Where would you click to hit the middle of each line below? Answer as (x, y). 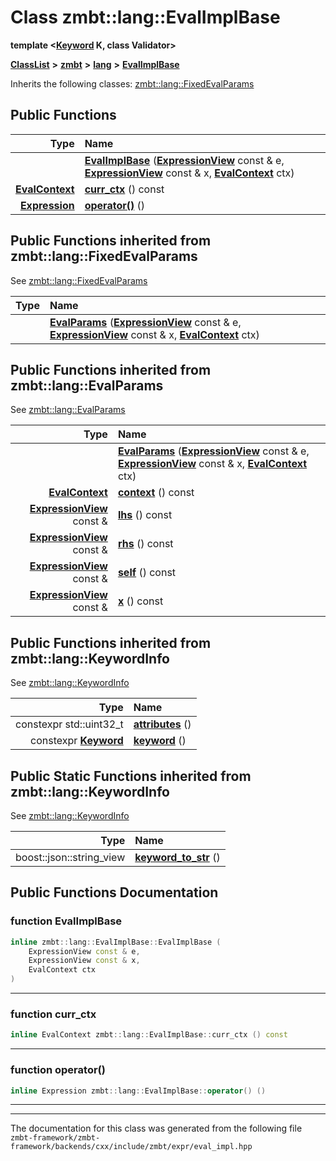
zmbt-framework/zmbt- (55, 1138)
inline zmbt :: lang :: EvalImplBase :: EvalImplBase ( (116, 942)
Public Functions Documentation (114, 892)
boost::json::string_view (70, 857)
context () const (156, 493)
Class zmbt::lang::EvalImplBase (145, 17)
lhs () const (145, 515)
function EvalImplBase (66, 921)
